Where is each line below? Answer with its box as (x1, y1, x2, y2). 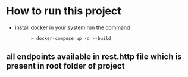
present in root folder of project (6, 61, 125, 71)
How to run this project (6, 4, 122, 18)
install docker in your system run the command (14, 24, 130, 31)
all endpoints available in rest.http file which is (6, 52, 182, 62)
